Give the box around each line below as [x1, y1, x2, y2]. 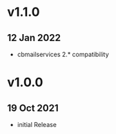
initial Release [17, 121, 57, 128]
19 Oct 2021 [7, 102, 59, 114]
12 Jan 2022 [7, 32, 61, 44]
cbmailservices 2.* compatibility [17, 50, 109, 58]
